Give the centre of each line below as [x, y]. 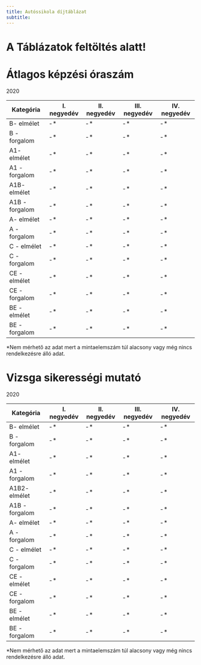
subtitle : [19, 17]
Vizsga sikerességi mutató [74, 377]
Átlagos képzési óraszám [70, 74]
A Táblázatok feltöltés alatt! [76, 47]
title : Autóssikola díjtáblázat [46, 12]
